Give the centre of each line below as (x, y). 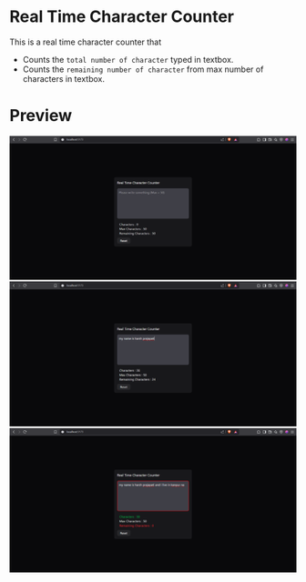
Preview (41, 116)
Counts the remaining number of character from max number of (143, 69)
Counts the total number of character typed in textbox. (128, 59)
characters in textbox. (63, 78)
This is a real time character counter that (86, 42)
